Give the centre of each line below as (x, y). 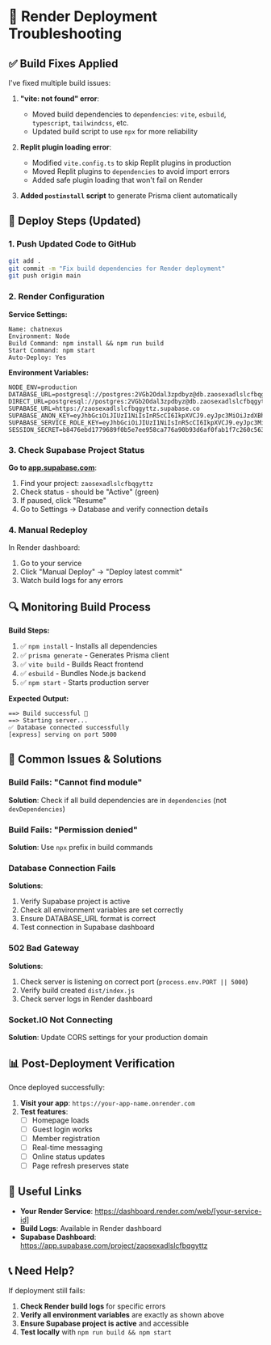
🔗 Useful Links (45, 1192)
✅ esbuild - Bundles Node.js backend (83, 674)
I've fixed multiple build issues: (60, 83)
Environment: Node (39, 336)
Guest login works (62, 1129)
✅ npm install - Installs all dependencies (88, 646)
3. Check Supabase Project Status (77, 450)
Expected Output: (39, 699)
